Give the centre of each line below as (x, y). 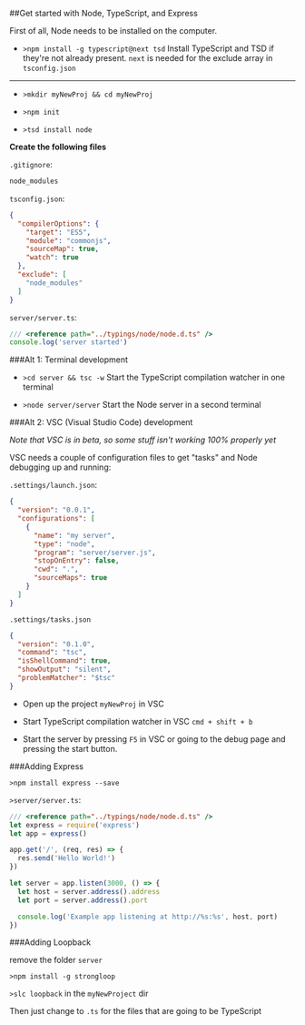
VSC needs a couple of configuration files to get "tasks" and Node (133, 458)
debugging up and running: (60, 467)
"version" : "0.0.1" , (56, 510)
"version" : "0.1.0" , (56, 644)
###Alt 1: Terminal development (69, 360)
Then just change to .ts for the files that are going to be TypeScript (135, 1011)
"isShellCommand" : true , (64, 661)
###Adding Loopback (50, 942)
